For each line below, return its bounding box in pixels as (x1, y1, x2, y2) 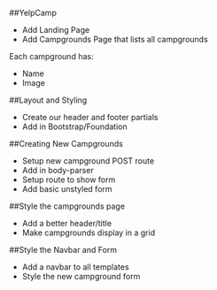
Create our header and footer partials (21, 112, 159, 122)
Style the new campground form (21, 271, 141, 281)
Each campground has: (9, 51, 94, 61)
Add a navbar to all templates (21, 262, 130, 272)
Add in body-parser (21, 165, 95, 175)
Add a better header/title (21, 218, 112, 228)
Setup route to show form (21, 174, 116, 185)
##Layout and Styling (9, 95, 88, 105)
